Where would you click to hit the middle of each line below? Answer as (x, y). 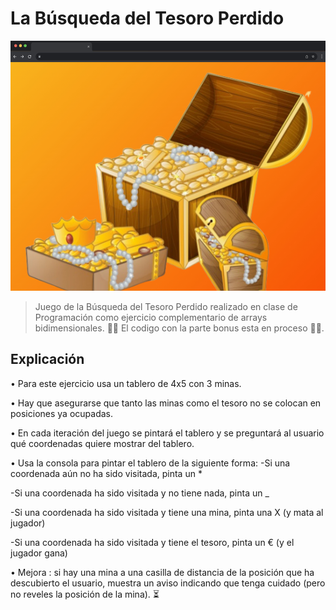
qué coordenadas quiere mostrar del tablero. (102, 443)
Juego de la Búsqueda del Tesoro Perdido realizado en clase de (166, 306)
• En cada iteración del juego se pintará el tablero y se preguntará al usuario (167, 433)
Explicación (47, 359)
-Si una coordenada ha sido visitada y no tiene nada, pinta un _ (140, 493)
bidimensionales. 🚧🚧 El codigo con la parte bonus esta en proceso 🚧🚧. (179, 328)
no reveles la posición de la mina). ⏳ (85, 594)
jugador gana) (39, 553)
